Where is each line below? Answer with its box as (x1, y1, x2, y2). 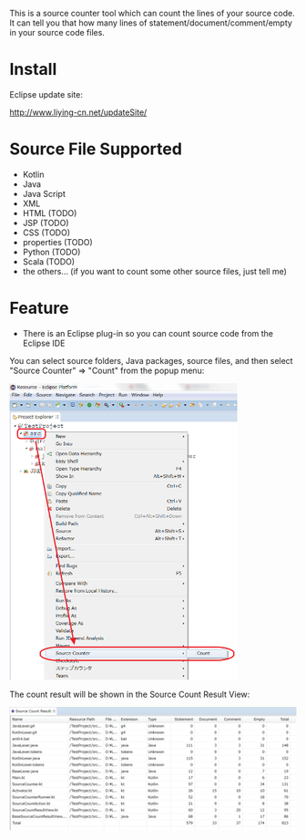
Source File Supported (9, 139, 182, 160)
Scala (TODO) (22, 255, 76, 267)
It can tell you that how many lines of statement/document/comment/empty (9, 17, 293, 28)
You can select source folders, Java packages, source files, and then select (9, 355, 293, 366)
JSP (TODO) (22, 217, 69, 228)
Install (9, 59, 57, 80)
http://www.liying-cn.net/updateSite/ (9, 107, 148, 118)
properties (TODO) (22, 236, 93, 247)
